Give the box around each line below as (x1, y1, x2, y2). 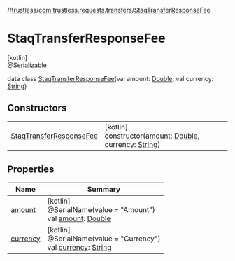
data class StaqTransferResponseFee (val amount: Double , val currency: (7, 74, 214, 83)
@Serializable (7, 61, 47, 69)
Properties (7, 164, 55, 176)
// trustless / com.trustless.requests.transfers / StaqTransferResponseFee (7, 6, 211, 14)
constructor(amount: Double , (104, 131, 200, 141)
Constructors (7, 102, 67, 114)
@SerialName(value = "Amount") (47, 204, 156, 214)
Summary (87, 184, 121, 194)
